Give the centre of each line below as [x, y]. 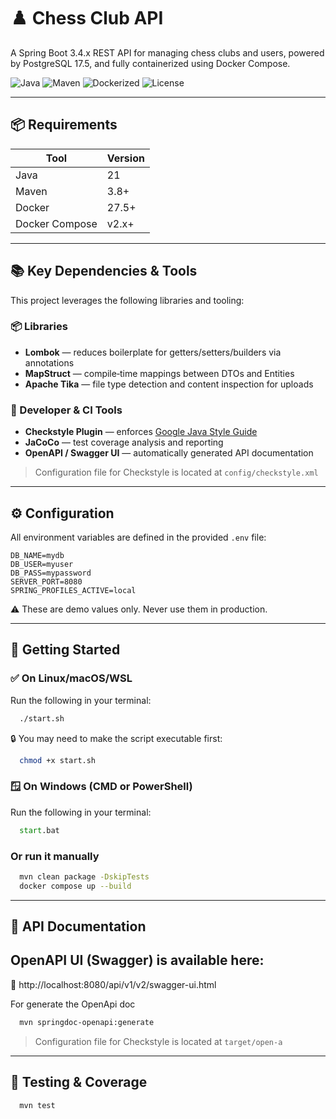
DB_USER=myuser [42, 564]
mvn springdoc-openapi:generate [87, 1022]
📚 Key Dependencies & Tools [104, 271]
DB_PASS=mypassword [51, 573]
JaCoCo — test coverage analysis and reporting [124, 442]
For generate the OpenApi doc [73, 1004]
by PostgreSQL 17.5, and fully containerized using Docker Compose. [150, 63]
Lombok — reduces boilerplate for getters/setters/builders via [153, 352]
